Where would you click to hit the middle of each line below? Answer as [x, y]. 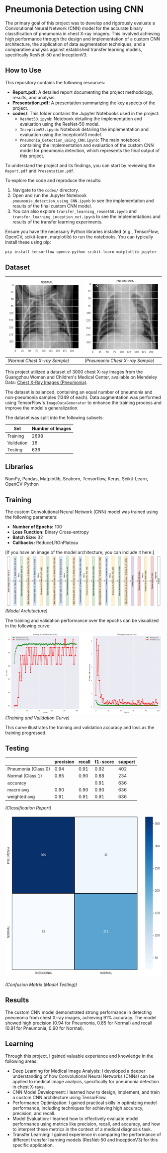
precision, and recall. [34, 1113]
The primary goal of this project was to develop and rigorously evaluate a [80, 23]
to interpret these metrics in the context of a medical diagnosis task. [82, 1129]
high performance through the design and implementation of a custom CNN [83, 39]
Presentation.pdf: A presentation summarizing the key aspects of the [84, 103]
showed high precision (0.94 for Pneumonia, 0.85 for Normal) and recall [79, 1023]
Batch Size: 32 [28, 538]
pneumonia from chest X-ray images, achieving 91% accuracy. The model [81, 1017]
